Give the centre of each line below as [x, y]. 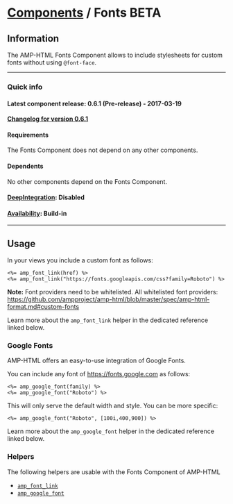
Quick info [25, 87]
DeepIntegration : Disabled [46, 198]
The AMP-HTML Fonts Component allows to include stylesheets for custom [115, 55]
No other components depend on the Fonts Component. [87, 181]
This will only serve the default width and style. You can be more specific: [113, 406]
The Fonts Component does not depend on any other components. [103, 150]
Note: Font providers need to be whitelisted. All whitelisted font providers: [113, 292]
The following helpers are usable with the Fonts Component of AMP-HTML [114, 472]
